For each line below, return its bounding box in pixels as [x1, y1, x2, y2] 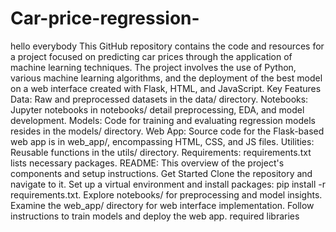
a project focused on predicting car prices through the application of [10, 50, 293, 62]
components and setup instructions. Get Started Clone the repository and [10, 167, 313, 179]
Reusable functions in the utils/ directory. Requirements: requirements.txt [10, 146, 312, 158]
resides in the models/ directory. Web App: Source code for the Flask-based [10, 125, 325, 137]
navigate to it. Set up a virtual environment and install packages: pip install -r [10, 178, 326, 190]
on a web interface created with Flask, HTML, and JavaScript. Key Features [10, 82, 322, 94]
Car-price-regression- [10, 7, 200, 30]
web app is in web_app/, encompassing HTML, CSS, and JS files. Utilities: [10, 135, 315, 147]
